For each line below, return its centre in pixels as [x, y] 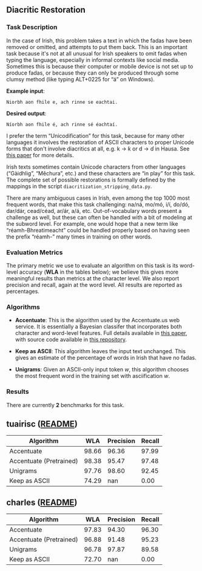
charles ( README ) [42, 502]
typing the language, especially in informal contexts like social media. [93, 59]
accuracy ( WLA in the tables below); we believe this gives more [99, 272]
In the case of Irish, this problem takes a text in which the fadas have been [99, 40]
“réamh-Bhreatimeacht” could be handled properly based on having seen [98, 230]
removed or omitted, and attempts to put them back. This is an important [97, 47]
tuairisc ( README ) [42, 424]
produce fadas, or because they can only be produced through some [93, 73]
